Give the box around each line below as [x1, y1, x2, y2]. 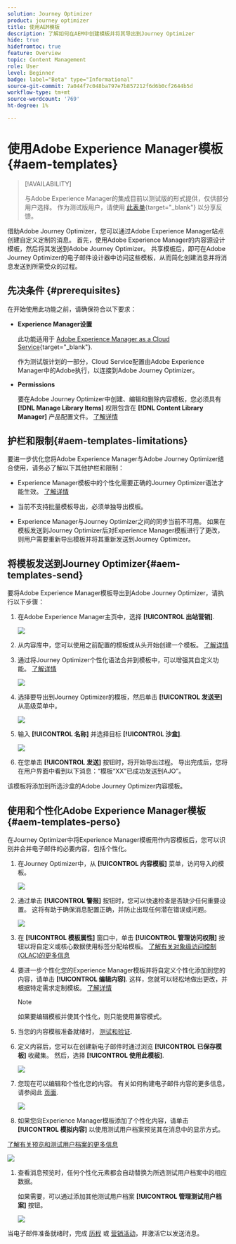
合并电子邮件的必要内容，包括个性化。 [19, 844, 131, 853]
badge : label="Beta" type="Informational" [7, 75, 133, 83]
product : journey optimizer [7, 17, 90, 24]
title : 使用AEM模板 [7, 23, 60, 30]
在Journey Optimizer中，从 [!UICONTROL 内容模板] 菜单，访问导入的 [17, 860, 218, 868]
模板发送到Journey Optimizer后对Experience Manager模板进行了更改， [17, 526, 224, 535]
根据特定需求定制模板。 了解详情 [17, 984, 112, 992]
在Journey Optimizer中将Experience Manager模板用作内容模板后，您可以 [7, 836, 220, 844]
